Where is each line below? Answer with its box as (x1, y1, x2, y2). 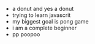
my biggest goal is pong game (12, 18, 89, 25)
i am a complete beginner (12, 24, 77, 31)
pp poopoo (12, 31, 40, 38)
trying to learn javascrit (12, 11, 71, 19)
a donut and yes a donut (12, 5, 74, 12)
